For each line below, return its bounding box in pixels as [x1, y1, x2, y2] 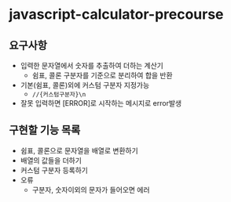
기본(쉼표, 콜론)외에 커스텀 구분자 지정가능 [20, 81, 150, 89]
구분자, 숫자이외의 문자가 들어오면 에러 [31, 185, 150, 194]
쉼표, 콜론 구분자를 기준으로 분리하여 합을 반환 [31, 70, 173, 80]
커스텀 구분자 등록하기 [20, 165, 89, 175]
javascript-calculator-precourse [9, 5, 224, 23]
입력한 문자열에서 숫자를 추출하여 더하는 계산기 [20, 61, 163, 70]
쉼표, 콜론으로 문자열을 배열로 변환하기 [20, 146, 138, 155]
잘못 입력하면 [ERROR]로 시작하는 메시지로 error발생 [20, 99, 182, 107]
